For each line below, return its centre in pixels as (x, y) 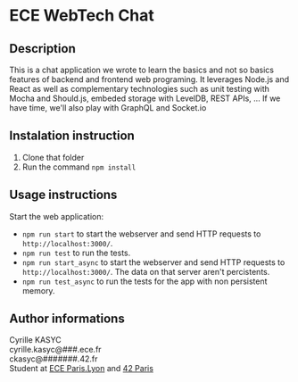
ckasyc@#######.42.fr (54, 359)
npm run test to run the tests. (76, 253)
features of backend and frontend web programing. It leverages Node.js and (149, 79)
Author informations (67, 319)
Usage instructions (63, 195)
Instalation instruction (72, 136)
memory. (38, 290)
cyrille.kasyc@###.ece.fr (55, 350)
